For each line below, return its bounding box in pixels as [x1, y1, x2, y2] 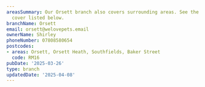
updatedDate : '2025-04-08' [6, 72, 75, 78]
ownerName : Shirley [6, 32, 56, 38]
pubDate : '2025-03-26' [6, 60, 64, 66]
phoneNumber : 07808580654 [6, 37, 72, 43]
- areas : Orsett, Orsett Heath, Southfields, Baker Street [6, 49, 161, 55]
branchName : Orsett [6, 20, 56, 26]
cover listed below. [12, 15, 64, 21]
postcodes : [6, 43, 34, 50]
